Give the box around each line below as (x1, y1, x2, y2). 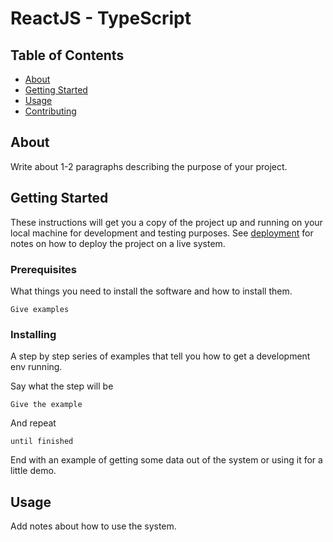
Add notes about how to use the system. (10, 520, 177, 532)
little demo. (10, 465, 57, 477)
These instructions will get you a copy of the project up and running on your (10, 216, 323, 228)
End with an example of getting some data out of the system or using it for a (10, 454, 323, 466)
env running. (10, 361, 63, 373)
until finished (10, 437, 74, 447)
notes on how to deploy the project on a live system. (10, 237, 226, 249)
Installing (10, 327, 57, 341)
